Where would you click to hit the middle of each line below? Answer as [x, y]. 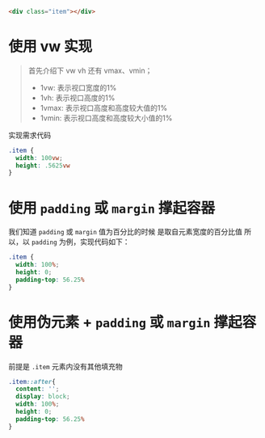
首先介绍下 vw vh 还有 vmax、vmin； [90, 70]
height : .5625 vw [43, 166]
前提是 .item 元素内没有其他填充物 [65, 366]
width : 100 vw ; [39, 158]
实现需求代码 [29, 135]
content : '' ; [38, 389]
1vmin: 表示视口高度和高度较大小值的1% [106, 118]
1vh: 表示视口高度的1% [78, 98]
